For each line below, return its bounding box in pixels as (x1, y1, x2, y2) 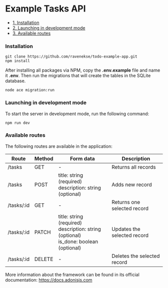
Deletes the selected (111, 252, 160, 259)
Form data (69, 155, 95, 162)
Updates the (111, 225, 141, 232)
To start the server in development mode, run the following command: (5, 111, 149, 117)
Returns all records (111, 163, 156, 170)
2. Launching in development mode (12, 25, 85, 31)
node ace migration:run (5, 88, 55, 93)
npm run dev (5, 120, 30, 125)
